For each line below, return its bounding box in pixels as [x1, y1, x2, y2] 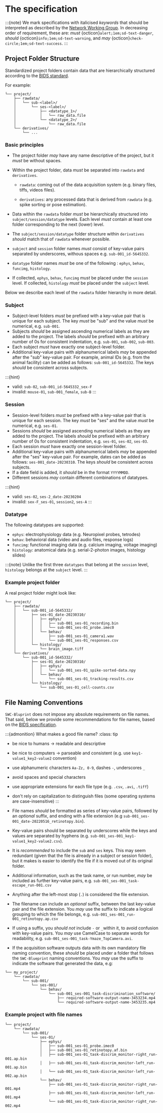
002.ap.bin [5, 1073, 27, 1078]
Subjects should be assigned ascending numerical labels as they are [12, 328, 150, 334]
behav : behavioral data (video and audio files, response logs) [12, 536, 134, 542]
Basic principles [5, 141, 44, 148]
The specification [5, 3, 78, 15]
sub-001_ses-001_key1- [90, 834, 136, 839]
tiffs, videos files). [19, 187, 55, 193]
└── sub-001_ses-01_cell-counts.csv [39, 685, 114, 690]
